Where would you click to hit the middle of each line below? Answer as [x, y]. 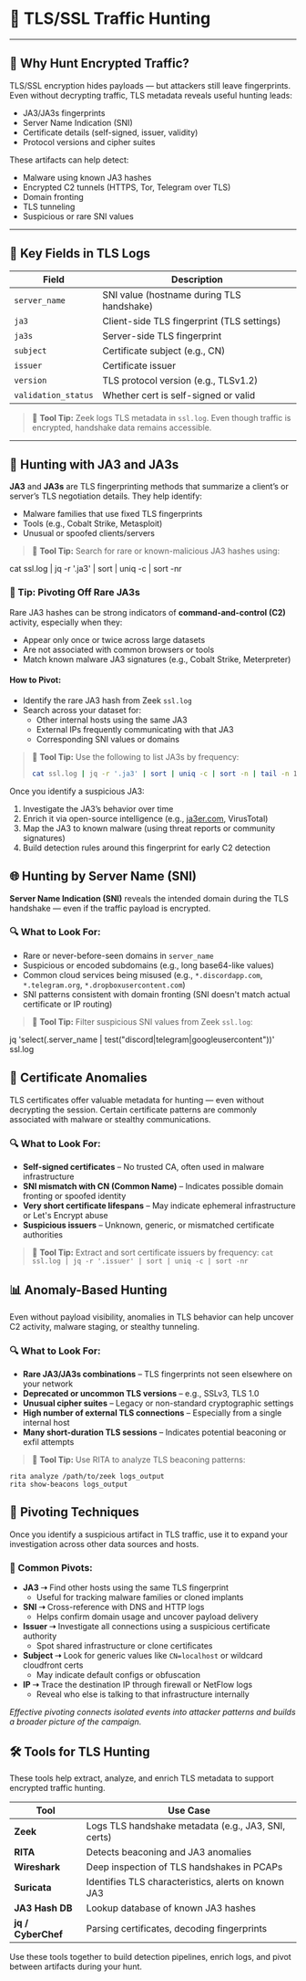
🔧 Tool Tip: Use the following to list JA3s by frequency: [135, 756]
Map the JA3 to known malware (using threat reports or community [149, 828]
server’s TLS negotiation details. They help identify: [106, 496]
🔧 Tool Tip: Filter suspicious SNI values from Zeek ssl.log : [142, 1021]
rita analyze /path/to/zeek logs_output [87, 1477]
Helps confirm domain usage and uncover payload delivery [147, 1617]
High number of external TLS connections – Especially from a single [152, 1413]
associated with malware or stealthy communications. [110, 1119]
